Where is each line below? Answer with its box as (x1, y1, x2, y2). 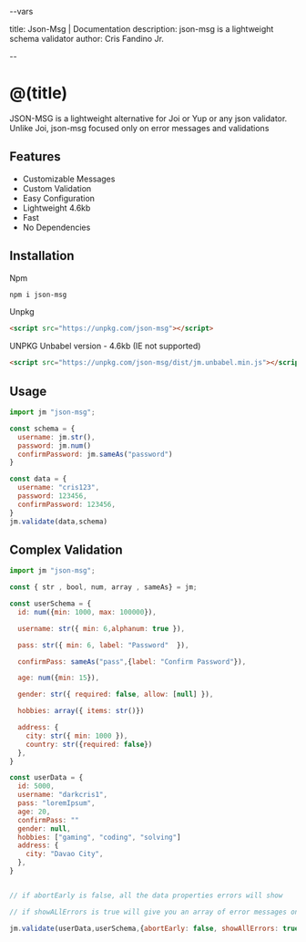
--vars (9, 6, 34, 16)
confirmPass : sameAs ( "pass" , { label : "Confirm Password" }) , (17, 657, 247, 667)
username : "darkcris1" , (17, 791, 107, 800)
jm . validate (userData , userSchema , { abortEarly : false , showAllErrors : (9, 924, 280, 933)
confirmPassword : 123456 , (17, 500, 117, 509)
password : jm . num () (17, 440, 92, 450)
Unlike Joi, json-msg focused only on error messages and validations (9, 122, 270, 133)
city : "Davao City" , (25, 850, 104, 859)
